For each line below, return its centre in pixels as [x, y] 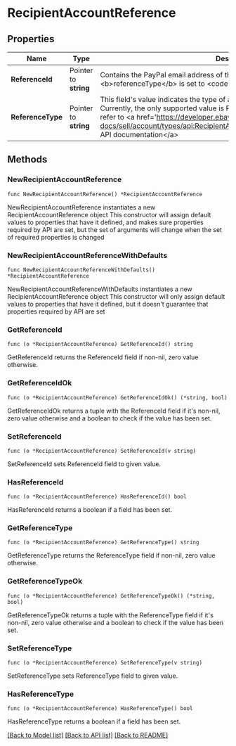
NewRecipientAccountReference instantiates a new [81, 207]
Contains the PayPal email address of [162, 75]
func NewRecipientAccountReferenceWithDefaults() [81, 270]
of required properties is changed [56, 237]
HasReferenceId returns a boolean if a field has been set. [90, 510]
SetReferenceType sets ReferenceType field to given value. [93, 676]
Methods [27, 160]
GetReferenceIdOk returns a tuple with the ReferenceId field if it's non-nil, [114, 411]
